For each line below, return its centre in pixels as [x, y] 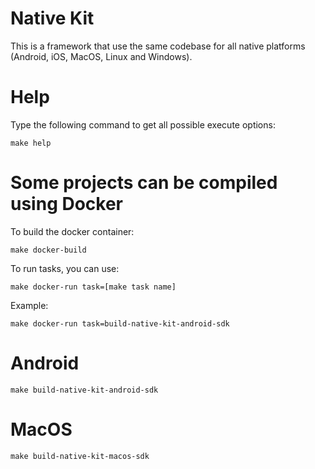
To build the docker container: [72, 231]
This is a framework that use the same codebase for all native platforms [158, 46]
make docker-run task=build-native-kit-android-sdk [120, 323]
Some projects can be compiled [144, 183]
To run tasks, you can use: [65, 268]
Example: [29, 305]
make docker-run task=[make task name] [93, 287]
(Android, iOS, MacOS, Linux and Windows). [101, 56]
